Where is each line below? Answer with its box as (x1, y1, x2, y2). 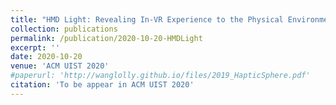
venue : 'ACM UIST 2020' (10, 61, 110, 71)
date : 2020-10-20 (10, 52, 83, 62)
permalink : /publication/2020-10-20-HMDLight (10, 33, 203, 43)
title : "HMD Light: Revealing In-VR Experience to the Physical (10, 14, 284, 25)
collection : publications (10, 24, 118, 34)
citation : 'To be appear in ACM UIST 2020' (10, 80, 195, 90)
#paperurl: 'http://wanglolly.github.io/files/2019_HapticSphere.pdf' (10, 71, 311, 81)
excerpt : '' (10, 42, 60, 53)
